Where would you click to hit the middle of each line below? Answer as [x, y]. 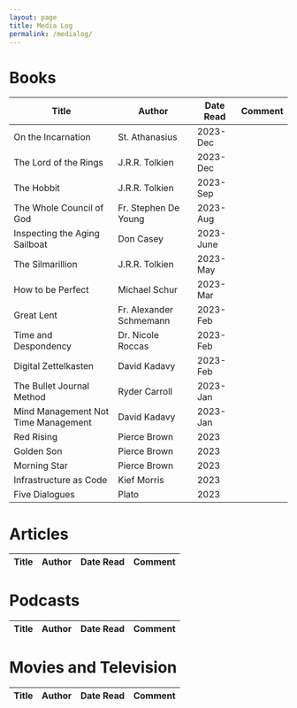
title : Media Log [41, 26]
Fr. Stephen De [149, 208]
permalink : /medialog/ [51, 34]
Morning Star [41, 466]
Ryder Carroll [145, 392]
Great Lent [35, 315]
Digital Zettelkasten [54, 366]
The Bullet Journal [52, 386]
